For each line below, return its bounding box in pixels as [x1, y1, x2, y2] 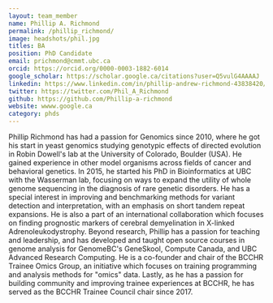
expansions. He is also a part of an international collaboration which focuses [8, 210, 264, 219]
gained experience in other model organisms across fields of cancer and [8, 158, 252, 167]
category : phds [8, 110, 60, 118]
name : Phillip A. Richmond [8, 19, 100, 28]
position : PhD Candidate [8, 49, 93, 58]
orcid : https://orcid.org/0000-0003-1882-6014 [8, 65, 169, 73]
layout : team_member [8, 11, 79, 20]
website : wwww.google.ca [8, 102, 93, 110]
